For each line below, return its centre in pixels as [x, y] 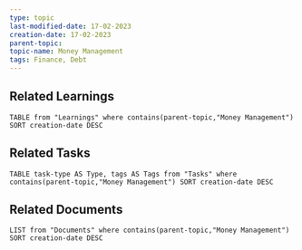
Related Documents [66, 210]
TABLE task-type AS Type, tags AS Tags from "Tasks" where [123, 174]
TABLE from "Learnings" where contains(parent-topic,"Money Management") [152, 117]
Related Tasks [50, 154]
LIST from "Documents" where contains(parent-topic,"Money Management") [150, 231]
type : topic [32, 18]
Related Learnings [62, 96]
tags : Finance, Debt [49, 60]
